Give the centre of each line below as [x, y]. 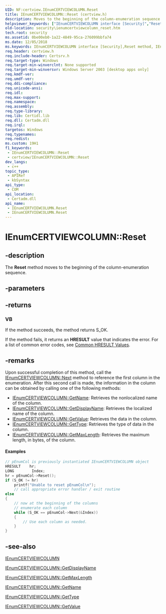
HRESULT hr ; [21, 467]
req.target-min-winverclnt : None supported [51, 65]
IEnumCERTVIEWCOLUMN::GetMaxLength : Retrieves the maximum [81, 435]
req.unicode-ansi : [24, 88]
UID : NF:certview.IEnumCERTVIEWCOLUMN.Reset [52, 10]
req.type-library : [24, 111]
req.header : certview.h [30, 51]
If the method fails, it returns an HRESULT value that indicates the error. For [82, 340]
